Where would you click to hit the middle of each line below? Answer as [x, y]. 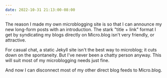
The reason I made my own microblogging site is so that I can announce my [83, 24]
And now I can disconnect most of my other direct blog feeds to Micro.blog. [84, 70]
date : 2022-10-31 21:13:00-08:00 [40, 10]
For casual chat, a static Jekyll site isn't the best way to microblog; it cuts [81, 49]
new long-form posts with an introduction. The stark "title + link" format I [80, 29]
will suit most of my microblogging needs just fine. [57, 60]
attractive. [16, 40]
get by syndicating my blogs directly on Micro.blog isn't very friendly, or [80, 34]
